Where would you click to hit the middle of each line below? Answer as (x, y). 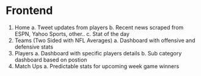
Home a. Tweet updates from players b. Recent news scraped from (99, 27)
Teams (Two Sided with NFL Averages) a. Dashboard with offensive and (105, 40)
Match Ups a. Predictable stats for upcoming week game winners (97, 66)
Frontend (29, 11)
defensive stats (34, 47)
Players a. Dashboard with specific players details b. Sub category (98, 53)
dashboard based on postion (51, 60)
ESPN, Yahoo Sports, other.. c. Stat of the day (72, 33)
